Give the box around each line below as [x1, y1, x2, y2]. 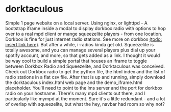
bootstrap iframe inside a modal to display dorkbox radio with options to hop [5, 25, 166, 31]
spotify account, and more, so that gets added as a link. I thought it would [5, 52, 160, 59]
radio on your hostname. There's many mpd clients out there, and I [5, 90, 145, 96]
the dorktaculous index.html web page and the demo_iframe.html [5, 79, 143, 86]
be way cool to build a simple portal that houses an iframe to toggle [5, 58, 147, 64]
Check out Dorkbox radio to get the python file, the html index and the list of [5, 68, 165, 74]
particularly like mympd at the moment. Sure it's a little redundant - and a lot [5, 95, 165, 102]
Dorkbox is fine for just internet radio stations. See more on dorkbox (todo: [5, 36, 162, 42]
